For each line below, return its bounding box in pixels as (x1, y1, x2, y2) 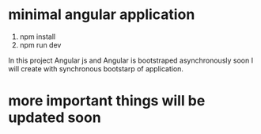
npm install (19, 32, 56, 41)
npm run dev (19, 40, 62, 49)
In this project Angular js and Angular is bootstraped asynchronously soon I (8, 56, 254, 65)
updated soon (8, 109, 101, 127)
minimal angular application (8, 6, 195, 24)
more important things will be (8, 92, 206, 110)
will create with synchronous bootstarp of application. (8, 63, 184, 73)
